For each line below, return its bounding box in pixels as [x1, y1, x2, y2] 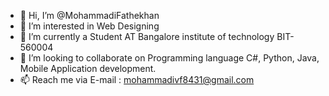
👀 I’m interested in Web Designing [19, 20, 160, 32]
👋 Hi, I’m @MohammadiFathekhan [19, 10, 160, 21]
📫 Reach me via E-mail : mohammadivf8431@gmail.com [19, 74, 255, 85]
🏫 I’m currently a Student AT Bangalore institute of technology [19, 31, 275, 42]
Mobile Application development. [19, 63, 157, 74]
